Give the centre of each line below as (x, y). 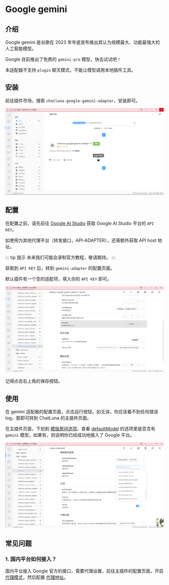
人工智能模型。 (21, 48)
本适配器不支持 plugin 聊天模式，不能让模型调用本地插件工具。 (70, 70)
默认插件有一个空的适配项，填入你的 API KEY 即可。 (58, 279)
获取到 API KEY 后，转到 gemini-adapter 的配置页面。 (60, 268)
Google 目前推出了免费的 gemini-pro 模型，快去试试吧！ (63, 59)
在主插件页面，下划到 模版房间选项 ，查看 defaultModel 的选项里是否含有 (80, 429)
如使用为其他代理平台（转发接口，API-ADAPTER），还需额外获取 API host (81, 240)
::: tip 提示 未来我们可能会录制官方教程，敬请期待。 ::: (60, 257)
